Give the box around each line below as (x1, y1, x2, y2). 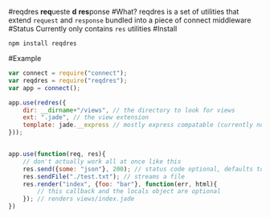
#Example (8, 54, 42, 63)
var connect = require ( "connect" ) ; (8, 69, 128, 77)
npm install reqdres (8, 39, 78, 47)
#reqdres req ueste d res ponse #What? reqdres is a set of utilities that (8, 7, 239, 16)
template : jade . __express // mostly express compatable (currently (22, 121, 253, 130)
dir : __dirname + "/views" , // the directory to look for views (22, 106, 235, 114)
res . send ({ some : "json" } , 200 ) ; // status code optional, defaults (22, 165, 253, 173)
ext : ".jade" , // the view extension (22, 113, 149, 121)
